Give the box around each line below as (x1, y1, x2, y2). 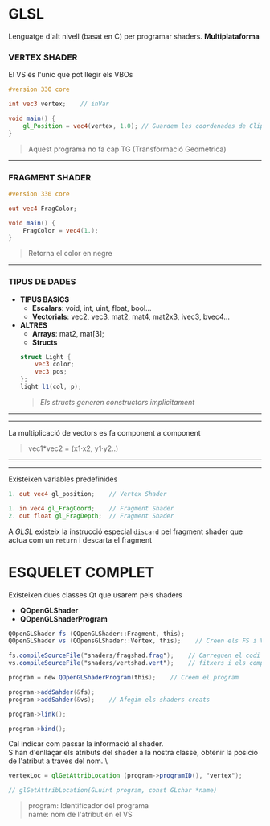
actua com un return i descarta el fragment (8, 535, 153, 544)
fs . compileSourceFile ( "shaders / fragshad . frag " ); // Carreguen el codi (8, 651, 261, 660)
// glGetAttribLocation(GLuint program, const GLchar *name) (8, 787, 218, 795)
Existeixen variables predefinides (8, 474, 118, 484)
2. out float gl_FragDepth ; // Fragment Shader (8, 512, 174, 520)
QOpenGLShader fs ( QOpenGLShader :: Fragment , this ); (8, 630, 185, 638)
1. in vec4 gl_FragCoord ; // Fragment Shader (8, 504, 174, 512)
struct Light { (19, 353, 72, 361)
